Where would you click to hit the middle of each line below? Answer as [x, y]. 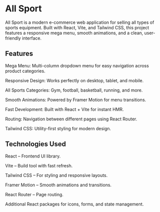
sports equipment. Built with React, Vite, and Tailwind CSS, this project [77, 27]
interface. [32, 38]
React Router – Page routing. [34, 194]
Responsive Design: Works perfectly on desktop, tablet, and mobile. [74, 80]
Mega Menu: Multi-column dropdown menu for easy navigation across [77, 65]
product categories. [25, 71]
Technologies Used [35, 144]
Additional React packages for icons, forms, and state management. [75, 204]
